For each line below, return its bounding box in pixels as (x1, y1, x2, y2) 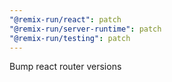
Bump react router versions (9, 61, 122, 73)
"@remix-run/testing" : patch (9, 33, 131, 43)
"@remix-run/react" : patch (9, 14, 122, 25)
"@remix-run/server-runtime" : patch (9, 24, 162, 34)
